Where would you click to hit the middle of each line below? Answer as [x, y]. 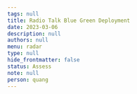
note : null [23, 73]
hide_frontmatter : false [44, 60]
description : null [34, 34]
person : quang [28, 80]
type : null [23, 54]
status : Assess [30, 66]
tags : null [23, 14]
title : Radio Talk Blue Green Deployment [69, 20]
